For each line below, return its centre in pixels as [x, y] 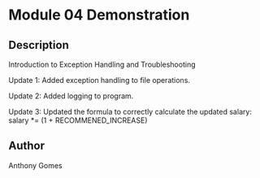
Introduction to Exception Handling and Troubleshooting [102, 64]
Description [39, 45]
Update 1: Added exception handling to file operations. [100, 80]
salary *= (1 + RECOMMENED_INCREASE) [78, 120]
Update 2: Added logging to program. [71, 96]
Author [26, 146]
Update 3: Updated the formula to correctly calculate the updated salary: [130, 112]
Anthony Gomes [35, 165]
